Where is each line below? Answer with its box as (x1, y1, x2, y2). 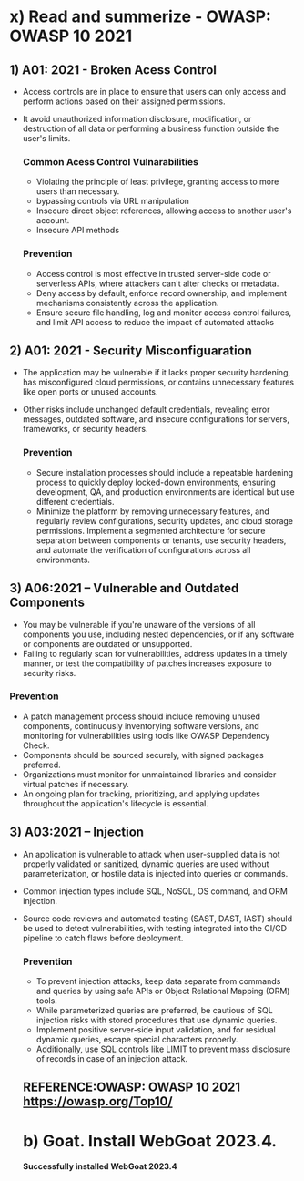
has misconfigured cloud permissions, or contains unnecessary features (22, 376, 294, 388)
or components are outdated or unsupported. (22, 638, 193, 649)
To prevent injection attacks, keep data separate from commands (35, 975, 281, 986)
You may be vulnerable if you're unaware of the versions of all (22, 619, 256, 630)
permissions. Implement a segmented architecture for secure (35, 525, 266, 536)
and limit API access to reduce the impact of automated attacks (35, 316, 275, 327)
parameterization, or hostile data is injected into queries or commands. (22, 868, 289, 878)
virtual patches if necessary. (22, 778, 129, 789)
